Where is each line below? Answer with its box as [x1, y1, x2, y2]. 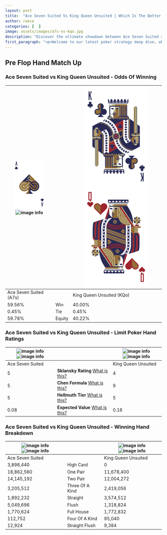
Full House [67, 509, 89, 515]
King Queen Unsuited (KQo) [73, 292, 130, 298]
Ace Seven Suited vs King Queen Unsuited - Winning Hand [5, 423, 150, 430]
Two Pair [67, 476, 85, 482]
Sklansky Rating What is [57, 368, 108, 374]
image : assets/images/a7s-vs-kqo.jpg [5, 29, 83, 34]
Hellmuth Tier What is [57, 392, 103, 398]
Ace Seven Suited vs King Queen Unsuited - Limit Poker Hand [5, 329, 157, 336]
